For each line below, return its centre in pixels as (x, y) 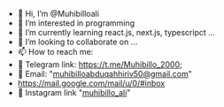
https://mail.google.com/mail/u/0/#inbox (91, 83)
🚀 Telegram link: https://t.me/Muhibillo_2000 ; (100, 65)
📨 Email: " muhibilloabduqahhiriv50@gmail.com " (104, 74)
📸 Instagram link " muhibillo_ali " (74, 92)
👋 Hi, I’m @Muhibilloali (58, 14)
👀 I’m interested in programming (76, 23)
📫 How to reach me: (55, 52)
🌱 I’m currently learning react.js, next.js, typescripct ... (116, 32)
